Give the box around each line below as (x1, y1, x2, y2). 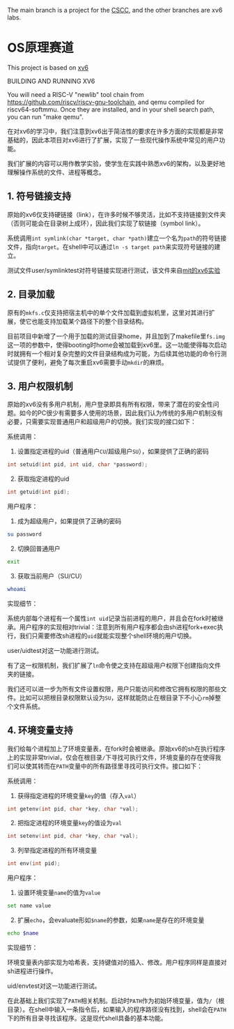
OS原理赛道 (7, 40, 74, 56)
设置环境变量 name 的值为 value (17, 889, 101, 897)
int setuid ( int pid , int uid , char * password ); (7, 461, 148, 468)
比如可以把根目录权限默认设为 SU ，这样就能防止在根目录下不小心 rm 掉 (19, 693, 215, 702)
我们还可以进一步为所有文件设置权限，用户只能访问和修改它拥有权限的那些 (7, 684, 221, 693)
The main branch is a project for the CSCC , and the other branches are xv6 (7, 6, 223, 14)
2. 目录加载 (7, 289, 55, 301)
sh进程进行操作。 (7, 966, 57, 975)
